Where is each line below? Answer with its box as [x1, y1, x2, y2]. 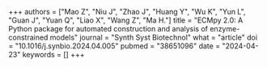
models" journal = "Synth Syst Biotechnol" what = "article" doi [49, 32, 257, 42]
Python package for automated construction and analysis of [8, 24, 209, 33]
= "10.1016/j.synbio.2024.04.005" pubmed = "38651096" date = [8, 41, 221, 51]
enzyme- [210, 24, 240, 33]
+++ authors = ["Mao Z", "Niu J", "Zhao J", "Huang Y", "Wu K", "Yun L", [8, 7, 246, 16]
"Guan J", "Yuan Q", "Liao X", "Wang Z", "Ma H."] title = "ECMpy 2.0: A [8, 15, 244, 25]
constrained [8, 32, 49, 42]
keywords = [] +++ [22, 50, 85, 59]
